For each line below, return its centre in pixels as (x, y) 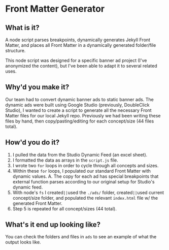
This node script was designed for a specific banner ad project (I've (76, 60)
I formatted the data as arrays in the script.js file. (65, 160)
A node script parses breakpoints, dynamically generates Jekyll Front (78, 40)
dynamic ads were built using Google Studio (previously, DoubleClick (77, 105)
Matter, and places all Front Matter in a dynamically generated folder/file (81, 45)
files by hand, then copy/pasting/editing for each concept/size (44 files (80, 121)
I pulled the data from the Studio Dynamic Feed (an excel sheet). (80, 154)
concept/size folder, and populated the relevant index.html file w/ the (85, 198)
